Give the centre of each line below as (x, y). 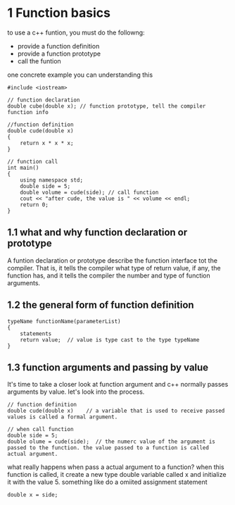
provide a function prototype (59, 54)
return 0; (34, 205)
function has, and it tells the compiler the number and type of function (109, 275)
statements (36, 333)
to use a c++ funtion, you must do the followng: (76, 32)
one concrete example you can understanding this (80, 75)
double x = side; (33, 495)
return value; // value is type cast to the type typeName (110, 339)
